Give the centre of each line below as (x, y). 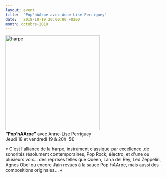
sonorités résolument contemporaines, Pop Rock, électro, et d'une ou (77, 154)
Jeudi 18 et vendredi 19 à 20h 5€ (40, 139)
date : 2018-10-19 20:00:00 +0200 (43, 19)
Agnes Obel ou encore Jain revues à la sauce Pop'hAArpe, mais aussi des (82, 165)
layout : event (20, 10)
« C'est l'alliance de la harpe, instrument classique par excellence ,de (77, 149)
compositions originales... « (34, 170)
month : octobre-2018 (27, 24)
